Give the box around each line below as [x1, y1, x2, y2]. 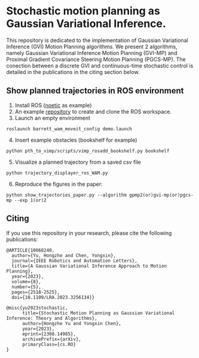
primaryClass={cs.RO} [22, 341, 76, 347]
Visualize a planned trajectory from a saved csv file [14, 158, 142, 166]
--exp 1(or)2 [14, 197, 47, 203]
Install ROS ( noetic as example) [14, 102, 92, 109]
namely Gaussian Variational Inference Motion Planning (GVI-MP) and [6, 49, 177, 56]
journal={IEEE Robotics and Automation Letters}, [11, 258, 137, 264]
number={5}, [11, 284, 42, 290]
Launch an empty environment [14, 114, 91, 121]
